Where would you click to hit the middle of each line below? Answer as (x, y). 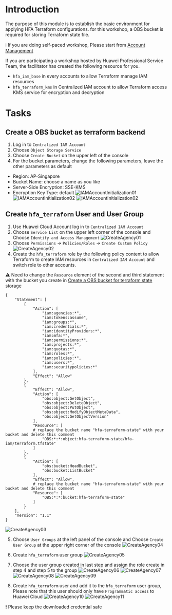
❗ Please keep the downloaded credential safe (54, 607)
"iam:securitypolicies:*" (70, 367)
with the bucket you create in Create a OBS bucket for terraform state (79, 280)
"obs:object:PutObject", (69, 407)
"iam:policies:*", (62, 358)
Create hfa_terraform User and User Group (74, 214)
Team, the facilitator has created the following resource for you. (73, 66)
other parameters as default (42, 166)
